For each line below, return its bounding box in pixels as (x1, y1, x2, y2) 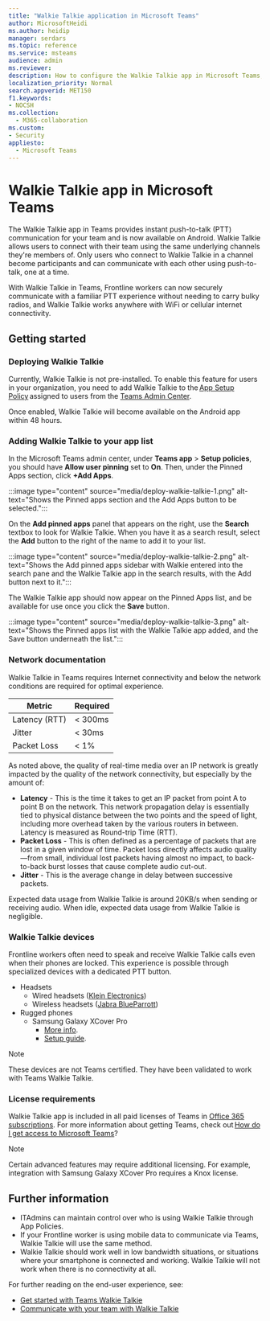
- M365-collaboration (15, 117, 88, 125)
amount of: (8, 777, 45, 787)
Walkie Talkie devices (8, 931, 95, 942)
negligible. (8, 911, 43, 921)
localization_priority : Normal (8, 79, 113, 87)
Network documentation (8, 654, 106, 666)
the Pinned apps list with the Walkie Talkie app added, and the (52, 626, 259, 635)
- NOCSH (8, 101, 35, 109)
